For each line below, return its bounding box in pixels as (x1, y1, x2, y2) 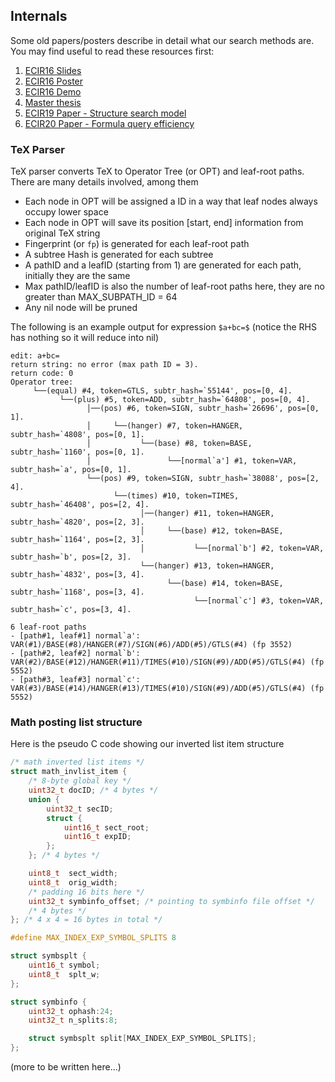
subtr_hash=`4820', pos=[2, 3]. (10, 517, 145, 528)
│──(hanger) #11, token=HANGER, (139, 509, 275, 519)
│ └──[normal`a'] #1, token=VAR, (86, 456, 298, 466)
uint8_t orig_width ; (28, 877, 118, 888)
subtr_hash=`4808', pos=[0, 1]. (10, 430, 145, 440)
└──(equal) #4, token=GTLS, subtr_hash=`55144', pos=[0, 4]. (32, 386, 293, 396)
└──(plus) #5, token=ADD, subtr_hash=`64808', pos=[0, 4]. (59, 395, 311, 405)
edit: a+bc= (10, 351, 60, 361)
